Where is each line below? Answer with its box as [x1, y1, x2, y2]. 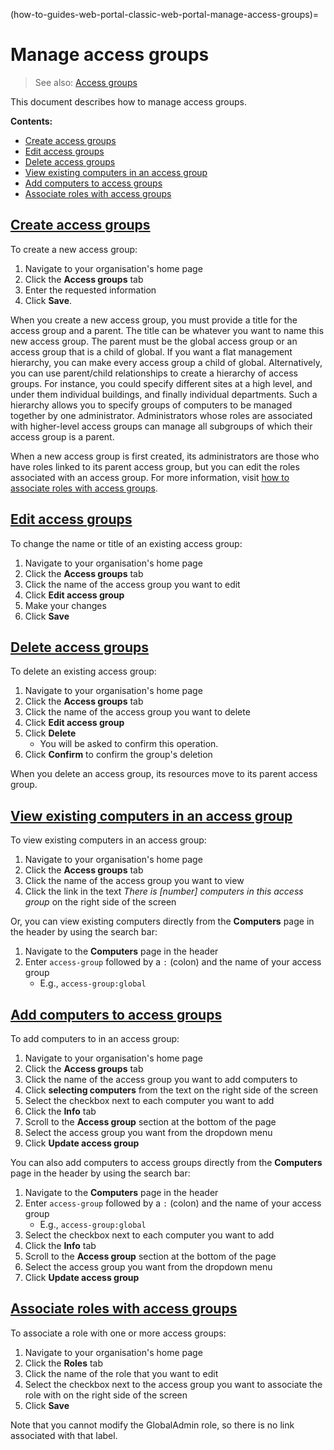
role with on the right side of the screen [24, 1389, 188, 1401]
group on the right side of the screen [24, 896, 177, 908]
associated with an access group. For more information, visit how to [10, 471, 290, 483]
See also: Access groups [34, 76, 138, 88]
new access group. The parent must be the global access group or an [10, 335, 298, 347]
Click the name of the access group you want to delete [24, 706, 251, 718]
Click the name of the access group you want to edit [24, 578, 241, 590]
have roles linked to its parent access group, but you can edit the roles [10, 460, 300, 473]
